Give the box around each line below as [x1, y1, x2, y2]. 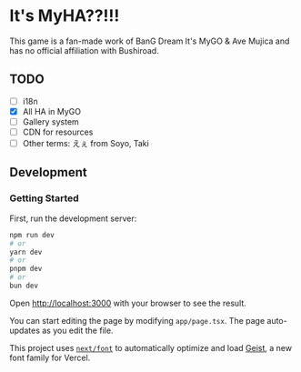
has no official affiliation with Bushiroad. [9, 45, 159, 55]
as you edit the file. [42, 325, 114, 336]
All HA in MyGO [22, 106, 82, 116]
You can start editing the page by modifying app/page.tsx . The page [9, 315, 266, 326]
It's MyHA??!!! [9, 5, 120, 26]
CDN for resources [22, 126, 94, 137]
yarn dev [9, 247, 43, 256]
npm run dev [9, 230, 55, 239]
